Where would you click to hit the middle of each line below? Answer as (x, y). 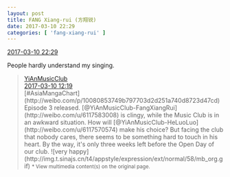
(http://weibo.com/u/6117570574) (71, 130)
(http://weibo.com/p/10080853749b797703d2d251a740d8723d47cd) (122, 101)
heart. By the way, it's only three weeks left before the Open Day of (119, 144)
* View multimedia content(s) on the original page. (91, 167)
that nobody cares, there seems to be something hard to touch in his (121, 137)
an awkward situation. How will (68, 122)
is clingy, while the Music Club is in (170, 115)
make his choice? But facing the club (171, 130)
